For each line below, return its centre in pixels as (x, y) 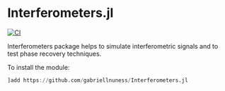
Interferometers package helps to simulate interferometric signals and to (113, 46)
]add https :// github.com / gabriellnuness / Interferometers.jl (98, 80)
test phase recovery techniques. (54, 54)
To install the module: (39, 67)
